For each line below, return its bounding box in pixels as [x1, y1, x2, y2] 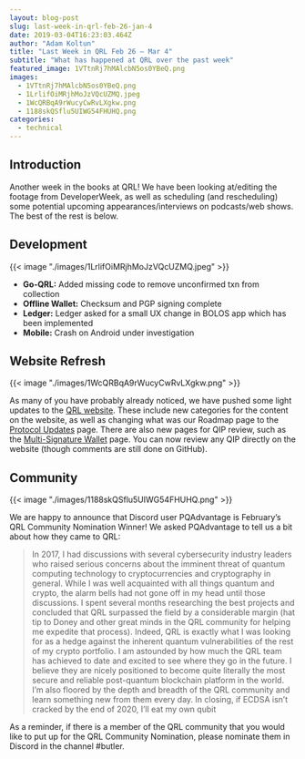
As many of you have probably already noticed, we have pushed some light [9, 395, 292, 406]
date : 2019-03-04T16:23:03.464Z [9, 30, 132, 39]
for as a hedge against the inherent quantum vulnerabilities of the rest [31, 636, 294, 647]
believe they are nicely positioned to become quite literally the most [31, 665, 286, 676]
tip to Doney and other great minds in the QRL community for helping [31, 617, 291, 628]
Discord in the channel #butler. [9, 741, 125, 752]
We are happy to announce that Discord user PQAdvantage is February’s [9, 512, 281, 523]
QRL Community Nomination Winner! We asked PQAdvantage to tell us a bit [9, 521, 293, 533]
